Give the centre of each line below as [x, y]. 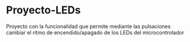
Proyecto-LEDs [44, 10]
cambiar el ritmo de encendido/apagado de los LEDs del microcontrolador [95, 32]
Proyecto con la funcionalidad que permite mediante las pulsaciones [88, 26]
